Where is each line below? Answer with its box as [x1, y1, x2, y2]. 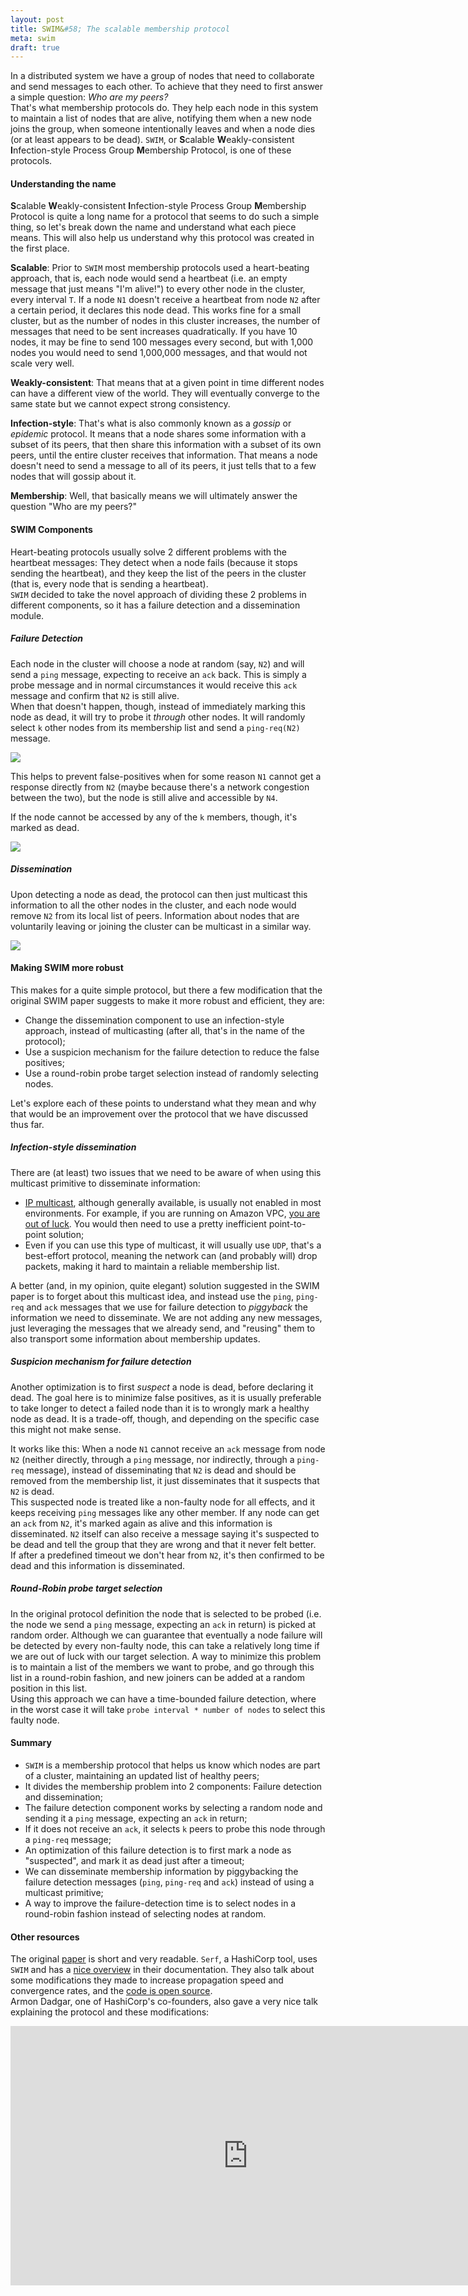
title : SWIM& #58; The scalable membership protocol [10, 24, 230, 34]
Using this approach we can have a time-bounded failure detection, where [10, 1692, 317, 1705]
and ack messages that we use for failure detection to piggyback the [26, 1301, 308, 1313]
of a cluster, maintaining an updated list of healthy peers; [24, 1769, 260, 1781]
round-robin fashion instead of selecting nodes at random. [24, 1907, 267, 1920]
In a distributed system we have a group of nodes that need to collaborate [10, 70, 315, 82]
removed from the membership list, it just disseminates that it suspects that [10, 1474, 320, 1486]
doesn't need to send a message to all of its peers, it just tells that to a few [10, 460, 317, 472]
